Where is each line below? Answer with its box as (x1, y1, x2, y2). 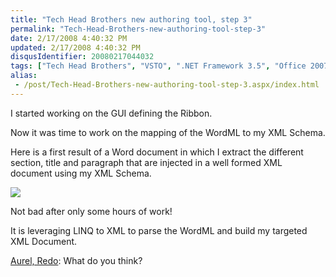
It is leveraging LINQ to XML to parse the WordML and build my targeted (10, 224, 308, 236)
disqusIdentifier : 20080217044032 (10, 52, 155, 62)
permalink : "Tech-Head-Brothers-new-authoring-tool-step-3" (10, 24, 267, 34)
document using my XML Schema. (10, 167, 152, 179)
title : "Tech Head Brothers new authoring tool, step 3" (10, 14, 253, 25)
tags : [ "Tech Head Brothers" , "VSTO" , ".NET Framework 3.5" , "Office (10, 61, 307, 71)
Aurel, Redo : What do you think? (10, 254, 143, 266)
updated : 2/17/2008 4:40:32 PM (10, 42, 141, 53)
